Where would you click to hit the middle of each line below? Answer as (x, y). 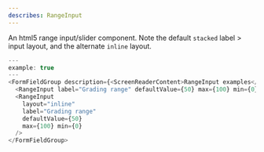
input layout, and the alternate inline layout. (80, 46)
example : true (31, 67)
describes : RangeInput (45, 15)
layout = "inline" (49, 104)
